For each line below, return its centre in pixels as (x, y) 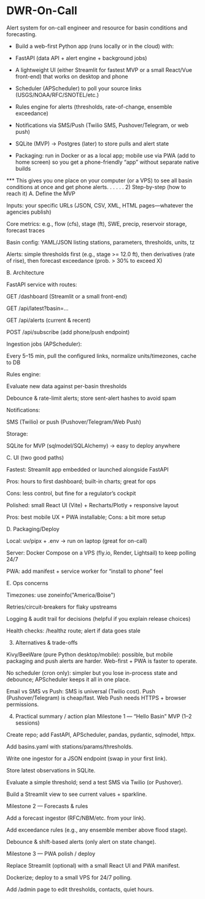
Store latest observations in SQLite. (51, 770)
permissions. (23, 704)
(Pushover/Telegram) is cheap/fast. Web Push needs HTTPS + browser (96, 698)
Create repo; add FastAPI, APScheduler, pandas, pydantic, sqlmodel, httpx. (101, 734)
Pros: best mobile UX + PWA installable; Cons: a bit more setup (86, 517)
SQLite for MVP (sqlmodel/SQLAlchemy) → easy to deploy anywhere (93, 445)
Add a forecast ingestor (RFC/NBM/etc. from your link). (76, 818)
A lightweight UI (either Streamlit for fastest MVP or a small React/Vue (103, 70)
